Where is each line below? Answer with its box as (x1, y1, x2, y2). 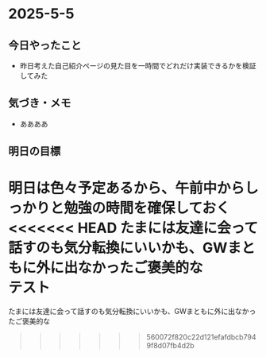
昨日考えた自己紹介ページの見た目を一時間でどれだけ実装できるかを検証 (19, 61, 256, 70)
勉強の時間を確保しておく (64, 200, 230, 217)
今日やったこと (8, 38, 82, 52)
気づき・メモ (8, 96, 71, 110)
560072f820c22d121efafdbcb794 (146, 332, 256, 342)
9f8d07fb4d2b (146, 341, 195, 351)
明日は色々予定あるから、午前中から (8, 180, 245, 197)
